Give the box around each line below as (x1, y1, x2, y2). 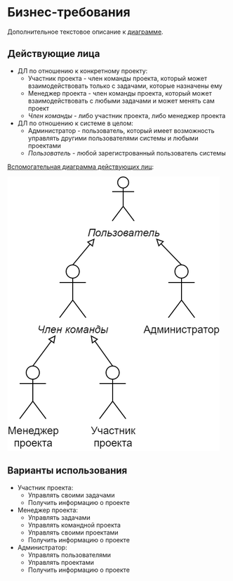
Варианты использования (7, 465, 128, 477)
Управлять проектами (27, 558, 95, 566)
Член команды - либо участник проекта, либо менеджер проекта (27, 111, 226, 120)
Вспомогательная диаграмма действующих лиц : (7, 162, 154, 171)
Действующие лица (7, 48, 100, 60)
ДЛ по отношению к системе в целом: (17, 119, 133, 127)
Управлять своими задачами (27, 490, 115, 499)
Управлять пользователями (27, 550, 111, 559)
